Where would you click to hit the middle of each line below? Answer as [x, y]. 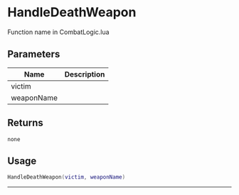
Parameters [34, 54]
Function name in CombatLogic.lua [58, 32]
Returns [26, 123]
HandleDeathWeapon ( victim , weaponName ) [67, 177]
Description [85, 74]
